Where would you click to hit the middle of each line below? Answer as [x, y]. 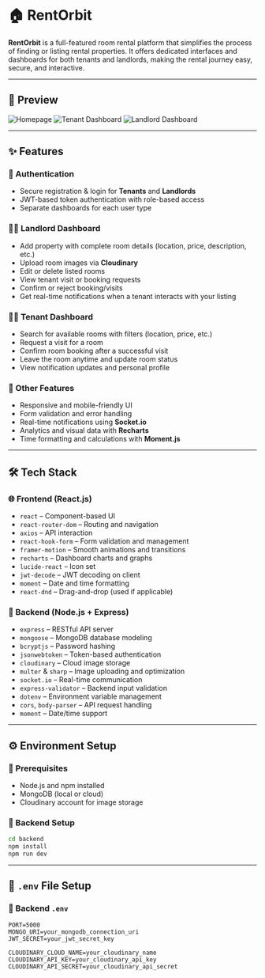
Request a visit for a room [62, 343]
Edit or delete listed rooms [62, 271]
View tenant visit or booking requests [80, 279]
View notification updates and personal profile [95, 368]
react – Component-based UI [67, 516]
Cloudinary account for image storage [81, 802]
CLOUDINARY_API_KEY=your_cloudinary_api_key [82, 959]
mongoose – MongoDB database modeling [86, 638]
